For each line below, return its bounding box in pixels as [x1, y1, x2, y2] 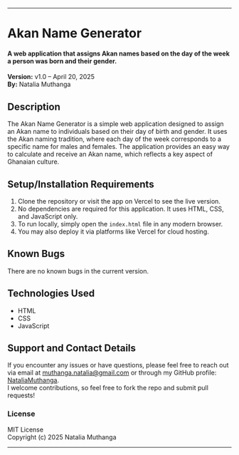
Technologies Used [7, 288, 95, 300]
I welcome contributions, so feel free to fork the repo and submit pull [7, 384, 208, 392]
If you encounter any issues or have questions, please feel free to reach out [7, 361, 229, 370]
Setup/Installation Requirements [7, 178, 154, 190]
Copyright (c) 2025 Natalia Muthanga [7, 432, 117, 441]
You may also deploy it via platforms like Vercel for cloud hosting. [17, 227, 210, 236]
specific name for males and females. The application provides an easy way [7, 142, 230, 151]
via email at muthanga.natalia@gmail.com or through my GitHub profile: [7, 368, 217, 377]
